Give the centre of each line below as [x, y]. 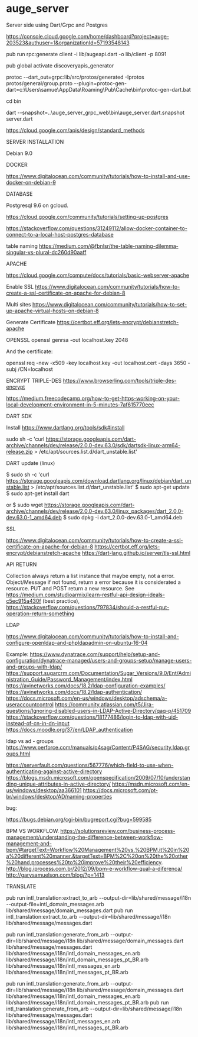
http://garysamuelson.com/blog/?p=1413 [55, 875]
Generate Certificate [31, 322]
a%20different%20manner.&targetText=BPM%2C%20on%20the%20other [97, 856]
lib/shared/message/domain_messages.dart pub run [70, 910]
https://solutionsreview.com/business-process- [118, 831]
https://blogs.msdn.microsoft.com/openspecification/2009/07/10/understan [98, 777]
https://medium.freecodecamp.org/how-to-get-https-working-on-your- [93, 398]
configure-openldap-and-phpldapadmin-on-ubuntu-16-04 [77, 642]
